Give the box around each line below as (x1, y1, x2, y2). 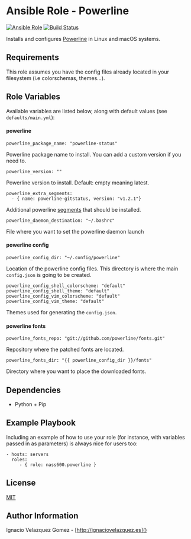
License (6, 478, 36, 488)
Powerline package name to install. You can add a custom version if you (6, 151, 182, 158)
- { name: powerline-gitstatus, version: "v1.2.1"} (11, 196, 142, 202)
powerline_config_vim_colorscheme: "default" (6, 293, 120, 299)
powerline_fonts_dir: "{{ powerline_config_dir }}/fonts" (6, 358, 152, 363)
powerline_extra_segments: (6, 190, 73, 196)
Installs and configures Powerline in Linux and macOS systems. (6, 35, 161, 42)
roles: (11, 457, 28, 463)
